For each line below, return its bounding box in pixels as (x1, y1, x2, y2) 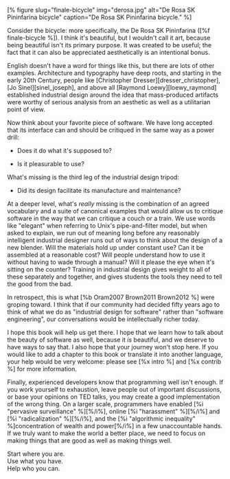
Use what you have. (7, 457, 63, 465)
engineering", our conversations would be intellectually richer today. (7, 315, 200, 323)
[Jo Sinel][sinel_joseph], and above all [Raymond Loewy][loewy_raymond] (7, 84, 217, 91)
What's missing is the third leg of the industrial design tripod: (7, 173, 180, 181)
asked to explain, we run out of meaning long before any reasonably (7, 229, 200, 237)
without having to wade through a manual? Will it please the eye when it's (7, 258, 215, 266)
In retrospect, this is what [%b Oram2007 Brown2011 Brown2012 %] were (7, 293, 215, 301)
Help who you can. (7, 465, 60, 472)
